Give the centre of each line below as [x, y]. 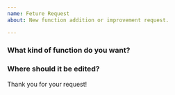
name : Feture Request [39, 14]
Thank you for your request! [47, 84]
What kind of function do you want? [69, 51]
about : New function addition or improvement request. [88, 20]
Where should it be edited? [53, 69]
